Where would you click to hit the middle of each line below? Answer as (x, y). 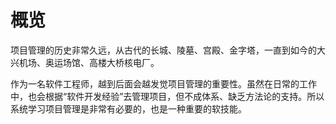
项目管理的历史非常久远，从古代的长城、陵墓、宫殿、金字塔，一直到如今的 (163, 50)
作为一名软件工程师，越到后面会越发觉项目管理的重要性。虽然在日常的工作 (163, 83)
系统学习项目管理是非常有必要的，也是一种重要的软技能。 (128, 108)
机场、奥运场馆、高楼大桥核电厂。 (89, 62)
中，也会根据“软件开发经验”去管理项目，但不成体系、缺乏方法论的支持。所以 (167, 96)
